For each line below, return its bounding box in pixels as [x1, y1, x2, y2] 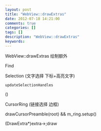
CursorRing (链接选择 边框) [5, 101, 60, 107]
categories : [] [5, 25, 36, 30]
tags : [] [5, 30, 23, 35]
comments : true [5, 21, 36, 26]
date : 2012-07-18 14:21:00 [5, 16, 60, 21]
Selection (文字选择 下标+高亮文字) [5, 73, 75, 79]
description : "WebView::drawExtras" [5, 35, 80, 40]
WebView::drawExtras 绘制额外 [5, 53, 68, 59]
